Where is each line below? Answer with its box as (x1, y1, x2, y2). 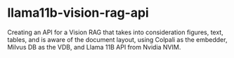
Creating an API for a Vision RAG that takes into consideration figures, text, (7, 28, 223, 36)
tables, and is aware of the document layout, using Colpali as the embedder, (7, 35, 228, 43)
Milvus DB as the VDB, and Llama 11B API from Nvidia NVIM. (7, 43, 181, 51)
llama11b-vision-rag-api (7, 5, 149, 21)
